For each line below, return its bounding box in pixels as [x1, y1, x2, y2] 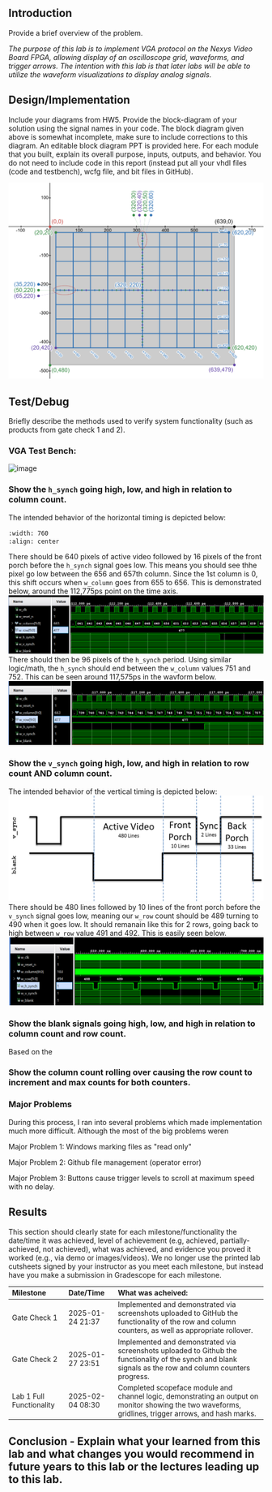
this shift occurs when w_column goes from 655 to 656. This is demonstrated [8, 577, 261, 587]
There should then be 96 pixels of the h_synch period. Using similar [8, 655, 232, 665]
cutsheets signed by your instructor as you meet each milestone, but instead [8, 1261, 264, 1271]
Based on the [8, 1046, 53, 1056]
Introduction [8, 6, 73, 20]
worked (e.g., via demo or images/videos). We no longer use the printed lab [8, 1253, 261, 1262]
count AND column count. [8, 768, 113, 779]
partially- [219, 1235, 250, 1245]
